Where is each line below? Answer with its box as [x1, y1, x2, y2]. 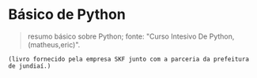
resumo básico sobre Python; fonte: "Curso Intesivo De [27, 32, 208, 41]
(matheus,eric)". [27, 39, 81, 49]
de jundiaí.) [8, 61, 51, 70]
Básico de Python [8, 6, 127, 24]
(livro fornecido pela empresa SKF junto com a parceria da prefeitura [8, 55, 249, 63]
